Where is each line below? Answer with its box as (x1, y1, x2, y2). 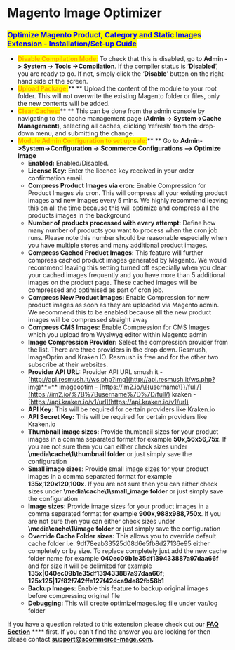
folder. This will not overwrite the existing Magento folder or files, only (17, 92, 220, 100)
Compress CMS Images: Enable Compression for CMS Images (27, 323, 210, 331)
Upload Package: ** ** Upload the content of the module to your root (17, 84, 217, 93)
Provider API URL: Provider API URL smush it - (27, 368, 163, 376)
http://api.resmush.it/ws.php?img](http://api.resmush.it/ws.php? (30, 376, 215, 384)
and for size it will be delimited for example (27, 562, 152, 570)
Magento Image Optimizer (7, 5, 163, 21)
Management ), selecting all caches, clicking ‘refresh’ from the (17, 121, 198, 131)
